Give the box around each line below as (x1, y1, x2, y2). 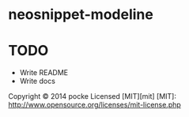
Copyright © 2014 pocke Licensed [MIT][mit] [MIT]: (8, 92, 176, 101)
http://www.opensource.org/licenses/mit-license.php (8, 100, 182, 110)
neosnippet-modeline (8, 6, 154, 24)
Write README (19, 68, 69, 77)
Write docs (19, 77, 55, 86)
